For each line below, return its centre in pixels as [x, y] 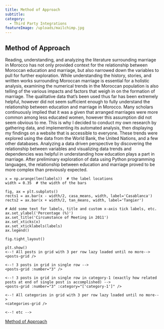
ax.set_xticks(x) [23, 222]
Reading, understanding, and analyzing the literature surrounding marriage [81, 60]
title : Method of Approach [33, 10]
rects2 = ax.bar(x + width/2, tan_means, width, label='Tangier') [74, 200]
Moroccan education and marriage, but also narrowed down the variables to [82, 70]
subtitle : [15, 14]
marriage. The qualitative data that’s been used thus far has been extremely [82, 96]
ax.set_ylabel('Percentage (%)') [39, 213]
